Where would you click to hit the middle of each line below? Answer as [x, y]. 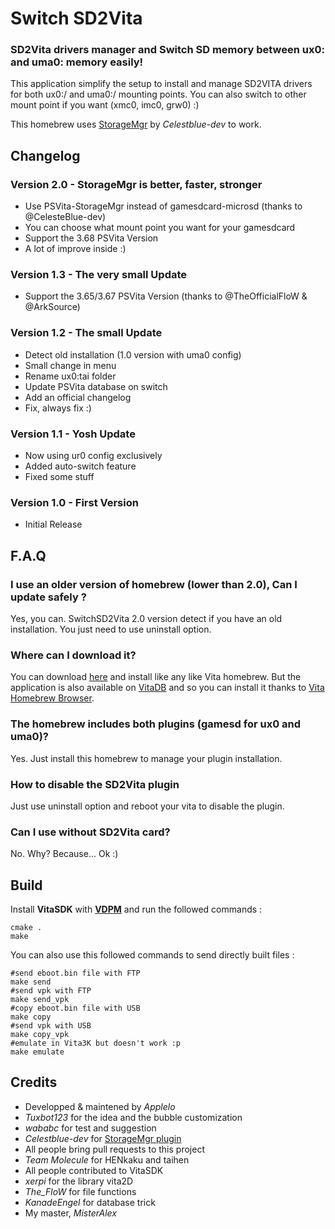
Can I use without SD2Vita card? [90, 832]
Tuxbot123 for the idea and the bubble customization [133, 1117]
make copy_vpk [40, 1035]
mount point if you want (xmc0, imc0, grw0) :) [105, 105]
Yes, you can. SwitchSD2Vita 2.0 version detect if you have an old [146, 619]
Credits [34, 1082]
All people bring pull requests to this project [114, 1149]
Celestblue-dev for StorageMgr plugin [103, 1138]
